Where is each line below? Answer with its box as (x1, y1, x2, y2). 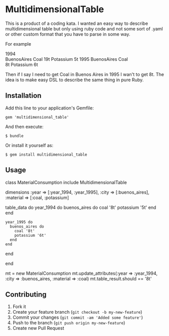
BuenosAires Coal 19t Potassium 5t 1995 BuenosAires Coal (5, 56, 128, 62)
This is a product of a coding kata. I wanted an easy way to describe (5, 20, 148, 26)
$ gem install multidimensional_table (5, 152, 87, 157)
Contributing (5, 290, 47, 298)
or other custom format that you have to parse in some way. (5, 31, 130, 37)
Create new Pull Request (12, 325, 64, 331)
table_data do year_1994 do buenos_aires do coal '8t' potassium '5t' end (5, 204, 156, 210)
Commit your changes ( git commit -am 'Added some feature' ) (12, 314, 143, 320)
